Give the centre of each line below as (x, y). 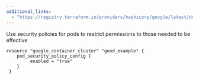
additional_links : (29, 11)
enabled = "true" (51, 61)
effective (17, 40)
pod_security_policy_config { (54, 56)
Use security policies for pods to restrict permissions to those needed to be (98, 34)
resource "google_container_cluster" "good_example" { (75, 51)
